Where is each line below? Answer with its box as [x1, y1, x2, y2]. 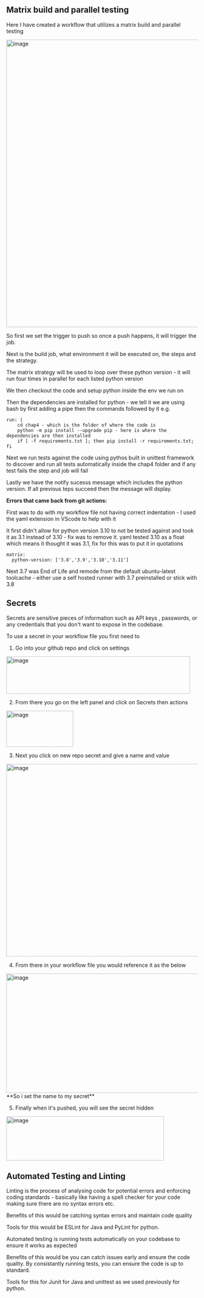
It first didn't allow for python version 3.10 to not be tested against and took [6, 527, 194, 534]
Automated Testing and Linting [6, 1171, 126, 1181]
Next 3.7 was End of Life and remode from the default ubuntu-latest [6, 568, 176, 575]
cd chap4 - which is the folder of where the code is [17, 422, 156, 428]
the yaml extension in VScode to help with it [6, 515, 117, 522]
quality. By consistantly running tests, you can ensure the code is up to [6, 1260, 184, 1268]
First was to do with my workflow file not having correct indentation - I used [6, 509, 196, 516]
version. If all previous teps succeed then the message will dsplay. [6, 485, 172, 492]
